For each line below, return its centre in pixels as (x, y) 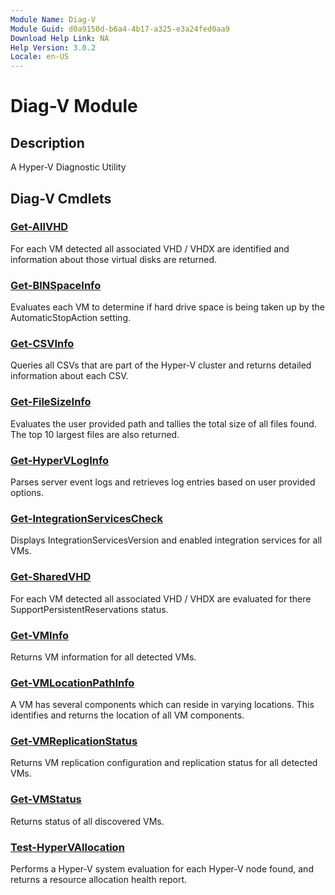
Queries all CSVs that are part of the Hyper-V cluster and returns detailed (161, 365)
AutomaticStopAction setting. (71, 318)
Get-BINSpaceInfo (56, 285)
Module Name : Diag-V (53, 19)
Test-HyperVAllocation (67, 847)
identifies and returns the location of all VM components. (127, 715)
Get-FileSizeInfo (51, 402)
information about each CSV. (69, 376)
